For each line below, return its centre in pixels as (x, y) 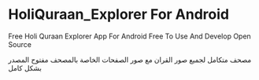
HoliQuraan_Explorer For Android (119, 15)
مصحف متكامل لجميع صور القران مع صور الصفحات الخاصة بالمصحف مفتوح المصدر (130, 60)
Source (20, 44)
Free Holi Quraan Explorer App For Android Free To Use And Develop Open (130, 36)
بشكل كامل (25, 67)
